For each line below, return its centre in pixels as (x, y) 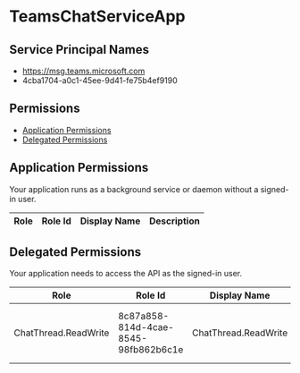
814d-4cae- (146, 327)
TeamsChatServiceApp (97, 17)
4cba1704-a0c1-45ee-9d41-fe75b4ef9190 (100, 81)
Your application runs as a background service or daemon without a (134, 189)
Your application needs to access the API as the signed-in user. (126, 274)
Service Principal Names (79, 50)
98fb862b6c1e (150, 350)
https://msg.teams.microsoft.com (83, 71)
